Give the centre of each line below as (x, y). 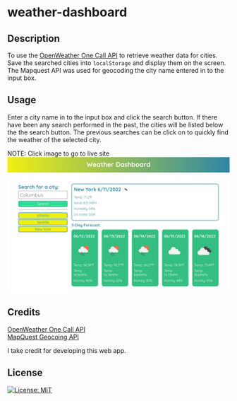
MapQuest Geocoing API (43, 337)
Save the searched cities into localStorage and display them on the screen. (117, 63)
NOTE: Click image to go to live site (59, 153)
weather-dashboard (67, 12)
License (25, 373)
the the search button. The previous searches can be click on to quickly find (118, 132)
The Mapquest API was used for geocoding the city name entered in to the (116, 70)
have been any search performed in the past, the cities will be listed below (115, 124)
